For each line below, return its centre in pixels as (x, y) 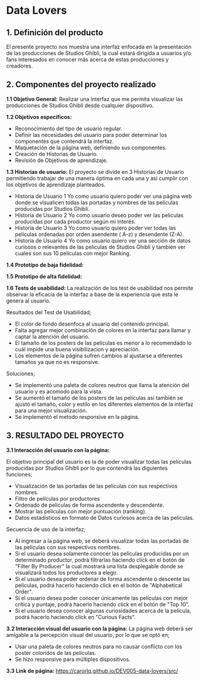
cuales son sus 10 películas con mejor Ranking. (73, 253)
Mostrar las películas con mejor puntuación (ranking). (81, 511)
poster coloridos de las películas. (56, 653)
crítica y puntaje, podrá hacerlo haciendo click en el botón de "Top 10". (102, 604)
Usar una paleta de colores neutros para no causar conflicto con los (99, 647)
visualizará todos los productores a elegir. (66, 572)
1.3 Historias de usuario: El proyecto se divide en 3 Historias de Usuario (95, 171)
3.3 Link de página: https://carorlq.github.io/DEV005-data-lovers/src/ (92, 670)
